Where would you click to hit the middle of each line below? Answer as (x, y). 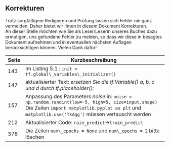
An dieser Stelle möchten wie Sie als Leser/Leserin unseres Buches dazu (81, 31)
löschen (35, 137)
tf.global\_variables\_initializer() (71, 74)
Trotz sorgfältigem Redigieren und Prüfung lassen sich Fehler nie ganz (79, 20)
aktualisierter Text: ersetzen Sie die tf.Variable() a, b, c (90, 82)
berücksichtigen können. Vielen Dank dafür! (51, 47)
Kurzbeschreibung (94, 60)
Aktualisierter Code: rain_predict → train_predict (84, 122)
